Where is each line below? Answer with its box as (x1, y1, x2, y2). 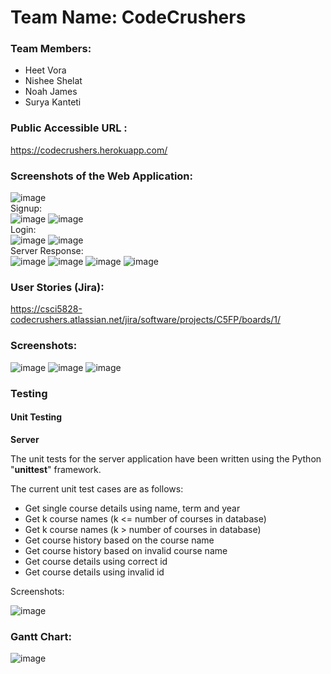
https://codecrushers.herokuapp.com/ (10, 144, 168, 156)
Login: (10, 224, 37, 236)
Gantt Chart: (10, 629, 72, 643)
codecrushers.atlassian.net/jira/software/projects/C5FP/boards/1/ (10, 314, 282, 326)
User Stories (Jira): (10, 281, 105, 294)
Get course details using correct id (24, 555, 168, 567)
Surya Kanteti (24, 96, 82, 108)
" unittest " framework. (10, 463, 102, 475)
